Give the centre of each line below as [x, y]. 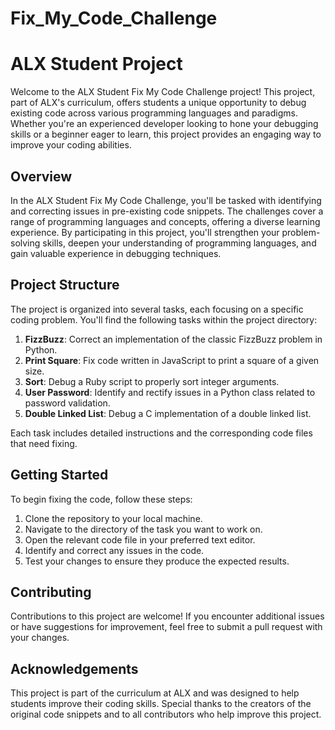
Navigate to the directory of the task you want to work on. [143, 529]
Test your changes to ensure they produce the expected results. [157, 561]
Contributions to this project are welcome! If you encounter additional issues [167, 616]
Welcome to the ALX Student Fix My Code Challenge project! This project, [163, 92]
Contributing [51, 592]
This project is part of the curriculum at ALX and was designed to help [155, 693]
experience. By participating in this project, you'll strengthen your [145, 232]
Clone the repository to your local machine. [113, 518]
